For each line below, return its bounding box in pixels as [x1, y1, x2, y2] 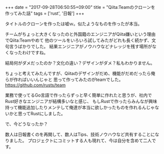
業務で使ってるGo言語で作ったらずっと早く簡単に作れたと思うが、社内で [5, 92, 152, 98]
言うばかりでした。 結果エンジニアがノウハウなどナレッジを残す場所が [9, 44, 153, 49]
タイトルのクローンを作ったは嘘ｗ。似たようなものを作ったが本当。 [5, 21, 142, 26]
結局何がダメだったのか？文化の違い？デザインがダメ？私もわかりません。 [5, 60, 155, 66]
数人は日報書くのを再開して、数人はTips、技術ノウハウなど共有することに [5, 131, 155, 137]
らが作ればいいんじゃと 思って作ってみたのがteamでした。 [5, 77, 123, 82]
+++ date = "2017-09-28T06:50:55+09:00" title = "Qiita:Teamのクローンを [5, 4, 156, 10]
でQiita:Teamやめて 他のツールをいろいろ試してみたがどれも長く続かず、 [5, 37, 152, 43]
